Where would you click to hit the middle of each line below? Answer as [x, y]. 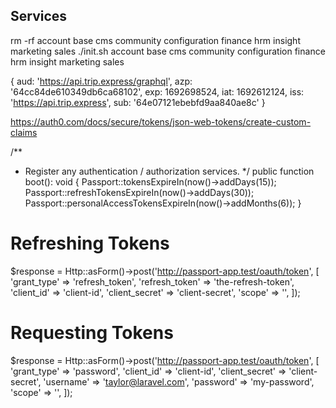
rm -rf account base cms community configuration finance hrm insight [155, 40]
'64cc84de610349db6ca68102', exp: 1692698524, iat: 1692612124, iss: [157, 91]
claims [24, 132]
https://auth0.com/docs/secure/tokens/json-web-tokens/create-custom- [161, 121]
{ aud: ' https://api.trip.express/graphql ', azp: [101, 81]
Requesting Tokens [92, 332]
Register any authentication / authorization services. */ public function [169, 171]
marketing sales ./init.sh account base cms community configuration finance [168, 51]
